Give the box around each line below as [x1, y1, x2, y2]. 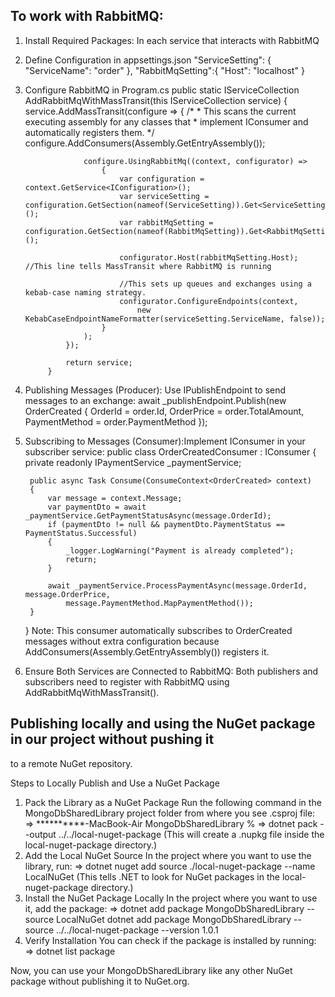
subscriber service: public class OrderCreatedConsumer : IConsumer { [24, 445, 317, 458]
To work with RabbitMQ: [10, 8, 164, 25]
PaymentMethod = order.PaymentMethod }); [24, 415, 208, 428]
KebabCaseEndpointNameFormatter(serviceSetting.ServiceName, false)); [24, 314, 326, 324]
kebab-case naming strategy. [24, 287, 147, 298]
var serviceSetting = [119, 191, 210, 201]
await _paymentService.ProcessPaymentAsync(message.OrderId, [47, 580, 308, 591]
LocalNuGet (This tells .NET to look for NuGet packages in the [24, 870, 280, 883]
